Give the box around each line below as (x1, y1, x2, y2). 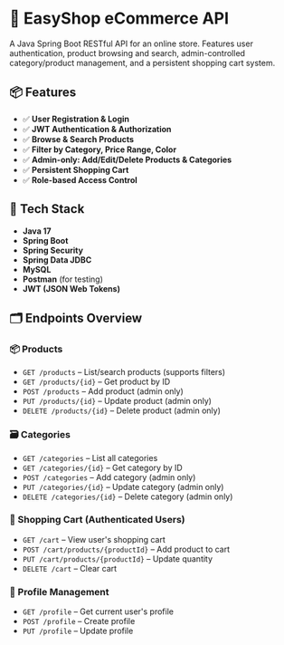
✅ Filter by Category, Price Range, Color (22, 144, 177, 155)
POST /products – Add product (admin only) (22, 386, 184, 397)
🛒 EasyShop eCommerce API (9, 8, 229, 29)
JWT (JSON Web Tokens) (22, 283, 120, 294)
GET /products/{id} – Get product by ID (22, 376, 170, 388)
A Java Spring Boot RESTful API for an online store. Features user (9, 38, 253, 49)
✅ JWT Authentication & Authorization (22, 123, 172, 134)
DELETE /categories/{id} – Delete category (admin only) (22, 491, 233, 502)
